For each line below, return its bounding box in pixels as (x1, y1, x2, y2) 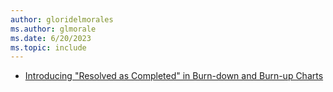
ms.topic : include (10, 42, 87, 53)
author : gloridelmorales (10, 14, 114, 25)
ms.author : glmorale (10, 24, 97, 34)
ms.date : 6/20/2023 (10, 33, 92, 43)
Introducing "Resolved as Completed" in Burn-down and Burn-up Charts (24, 70, 324, 82)
